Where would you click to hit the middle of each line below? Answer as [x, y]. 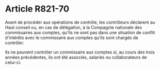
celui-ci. [13, 62]
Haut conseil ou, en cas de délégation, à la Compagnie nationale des [73, 27]
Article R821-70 [37, 9]
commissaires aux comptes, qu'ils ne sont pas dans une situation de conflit [80, 32]
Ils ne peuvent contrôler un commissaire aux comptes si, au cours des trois [80, 52]
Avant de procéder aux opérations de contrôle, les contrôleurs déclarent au [80, 22]
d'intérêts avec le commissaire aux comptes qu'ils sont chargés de [72, 38]
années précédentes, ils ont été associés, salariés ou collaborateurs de [76, 57]
